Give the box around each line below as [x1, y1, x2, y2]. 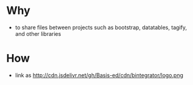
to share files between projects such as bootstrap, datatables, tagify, [15, 24, 187, 31]
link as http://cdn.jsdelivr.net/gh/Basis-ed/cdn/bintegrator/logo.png [15, 71, 184, 79]
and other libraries [15, 30, 61, 37]
